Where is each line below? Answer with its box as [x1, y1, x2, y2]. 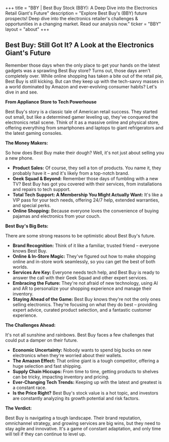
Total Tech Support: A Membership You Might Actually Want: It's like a [12, 191, 163, 198]
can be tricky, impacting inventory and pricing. [12, 374, 109, 380]
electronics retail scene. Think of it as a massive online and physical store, [5, 119, 160, 125]
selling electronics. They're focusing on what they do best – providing [12, 301, 158, 308]
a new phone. [5, 155, 34, 161]
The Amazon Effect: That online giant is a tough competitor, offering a [12, 358, 159, 364]
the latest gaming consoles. [5, 130, 63, 136]
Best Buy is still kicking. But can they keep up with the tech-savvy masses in [5, 78, 164, 84]
